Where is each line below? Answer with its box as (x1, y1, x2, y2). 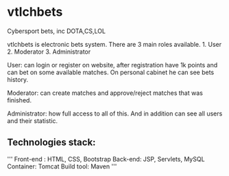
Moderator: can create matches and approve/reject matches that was (7, 89, 204, 97)
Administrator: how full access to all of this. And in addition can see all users (7, 109, 223, 118)
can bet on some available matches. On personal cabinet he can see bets (7, 68, 215, 76)
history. (7, 75, 29, 83)
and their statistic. (7, 116, 58, 124)
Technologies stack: (7, 137, 96, 148)
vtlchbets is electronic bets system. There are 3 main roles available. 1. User (7, 40, 222, 48)
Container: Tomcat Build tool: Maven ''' (7, 162, 117, 170)
